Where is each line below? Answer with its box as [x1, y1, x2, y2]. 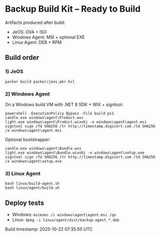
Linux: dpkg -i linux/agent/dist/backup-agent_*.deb [12, 217, 120, 223]
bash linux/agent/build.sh [5, 185, 60, 191]
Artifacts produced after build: [5, 20, 66, 25]
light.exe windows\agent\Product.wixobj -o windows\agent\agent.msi [5, 119, 147, 124]
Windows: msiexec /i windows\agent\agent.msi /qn [12, 212, 116, 217]
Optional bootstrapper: [5, 137, 51, 142]
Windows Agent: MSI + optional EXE [12, 34, 85, 40]
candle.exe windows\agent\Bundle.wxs [5, 146, 82, 151]
